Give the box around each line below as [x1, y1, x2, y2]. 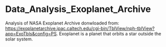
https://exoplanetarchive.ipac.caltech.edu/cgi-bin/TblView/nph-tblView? [5, 25, 155, 31]
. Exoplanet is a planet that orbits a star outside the [56, 30, 161, 36]
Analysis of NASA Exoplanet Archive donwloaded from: [5, 20, 119, 26]
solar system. [5, 36, 33, 42]
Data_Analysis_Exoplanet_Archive [5, 3, 151, 15]
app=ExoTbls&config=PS [5, 30, 57, 36]
